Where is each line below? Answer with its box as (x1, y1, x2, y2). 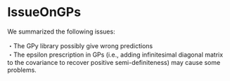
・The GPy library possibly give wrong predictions (7, 41, 153, 50)
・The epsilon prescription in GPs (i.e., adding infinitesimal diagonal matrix (7, 50, 224, 59)
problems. (7, 66, 37, 74)
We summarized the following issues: (7, 27, 115, 36)
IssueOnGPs (7, 4, 82, 20)
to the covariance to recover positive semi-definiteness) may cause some (7, 58, 221, 66)
